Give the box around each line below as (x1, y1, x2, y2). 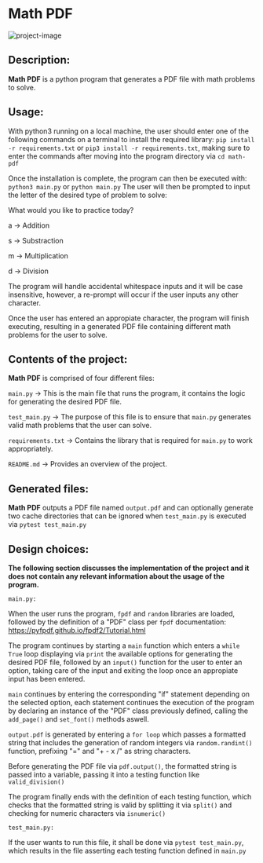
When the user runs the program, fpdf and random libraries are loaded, (8, 609, 236, 618)
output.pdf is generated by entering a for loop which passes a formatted (8, 730, 246, 739)
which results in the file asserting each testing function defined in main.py (8, 846, 247, 855)
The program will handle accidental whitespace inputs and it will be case (8, 281, 243, 291)
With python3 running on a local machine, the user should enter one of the (8, 126, 250, 136)
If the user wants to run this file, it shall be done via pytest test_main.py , (8, 838, 244, 847)
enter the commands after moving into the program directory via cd (8, 151, 225, 161)
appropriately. (8, 444, 53, 454)
